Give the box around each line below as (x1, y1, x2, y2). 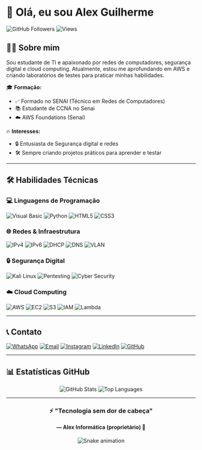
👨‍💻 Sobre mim (6, 43, 60, 53)
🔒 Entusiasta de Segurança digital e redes (14, 140, 118, 147)
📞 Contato (6, 327, 42, 337)
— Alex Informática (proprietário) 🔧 (56, 424, 146, 431)
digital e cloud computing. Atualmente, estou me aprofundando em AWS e (6, 65, 190, 72)
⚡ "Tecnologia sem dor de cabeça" (49, 406, 153, 415)
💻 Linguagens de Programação (6, 197, 100, 205)
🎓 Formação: (6, 84, 42, 91)
